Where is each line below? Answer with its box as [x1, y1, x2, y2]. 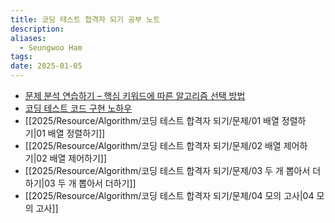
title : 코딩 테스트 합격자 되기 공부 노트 [10, 14, 161, 25]
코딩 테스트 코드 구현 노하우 [24, 102, 133, 114]
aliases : [10, 33, 47, 43]
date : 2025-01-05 [10, 61, 83, 71]
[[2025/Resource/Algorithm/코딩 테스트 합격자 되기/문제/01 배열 [24, 115, 280, 126]
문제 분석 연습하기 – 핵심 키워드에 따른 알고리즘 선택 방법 [24, 90, 246, 101]
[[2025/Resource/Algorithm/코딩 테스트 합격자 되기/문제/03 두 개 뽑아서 [24, 165, 311, 176]
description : [10, 24, 65, 34]
